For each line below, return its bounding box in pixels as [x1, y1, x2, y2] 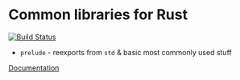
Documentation [8, 62, 60, 73]
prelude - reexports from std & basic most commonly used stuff [19, 47, 232, 57]
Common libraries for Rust [8, 6, 188, 24]
